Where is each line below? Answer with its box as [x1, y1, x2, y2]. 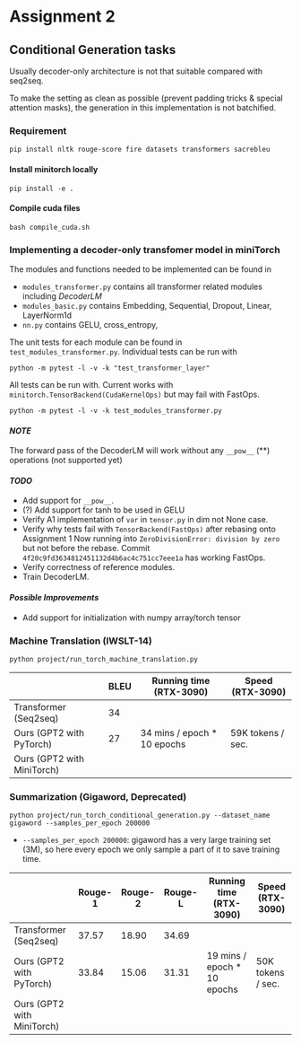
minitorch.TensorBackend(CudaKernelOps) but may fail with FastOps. [9, 389, 260, 399]
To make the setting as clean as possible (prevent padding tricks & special [9, 92, 284, 103]
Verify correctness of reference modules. [21, 562, 176, 573]
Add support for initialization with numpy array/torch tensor [21, 612, 241, 623]
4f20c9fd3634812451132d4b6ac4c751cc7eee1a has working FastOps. [21, 552, 266, 563]
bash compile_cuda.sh [9, 223, 90, 232]
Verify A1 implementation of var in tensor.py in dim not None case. [21, 514, 269, 525]
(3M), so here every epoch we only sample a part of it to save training [21, 844, 280, 855]
